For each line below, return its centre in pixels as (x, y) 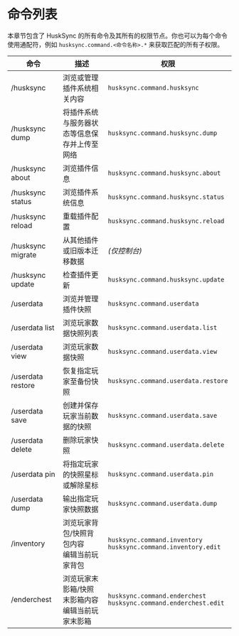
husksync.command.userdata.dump (163, 503)
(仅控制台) (125, 251)
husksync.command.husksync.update (166, 279)
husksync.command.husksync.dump (163, 133)
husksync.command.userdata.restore (168, 381)
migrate (24, 254)
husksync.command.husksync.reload (166, 221)
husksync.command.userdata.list (163, 327)
